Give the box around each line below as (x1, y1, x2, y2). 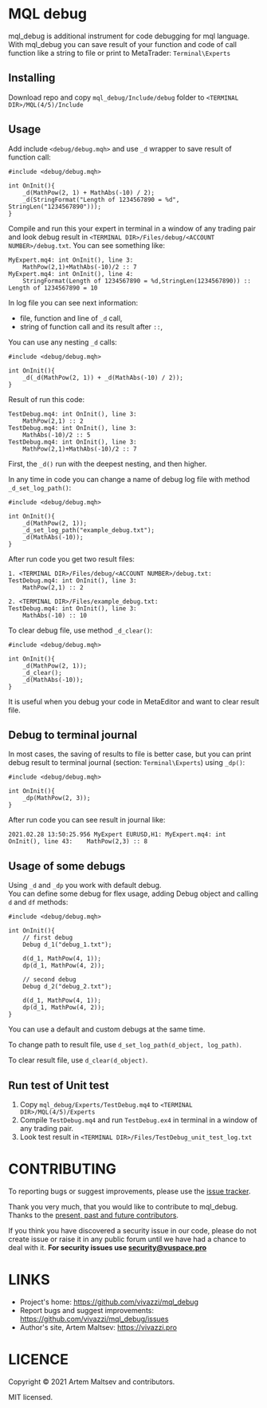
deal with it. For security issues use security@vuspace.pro (8, 1242, 207, 1252)
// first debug (22, 934, 73, 942)
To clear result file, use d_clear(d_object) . (8, 1055, 148, 1065)
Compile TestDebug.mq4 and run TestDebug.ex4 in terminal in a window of (19, 1115, 257, 1125)
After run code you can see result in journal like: (8, 815, 166, 825)
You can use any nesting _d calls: (8, 337, 117, 347)
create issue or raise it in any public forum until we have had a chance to (8, 1234, 246, 1244)
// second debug (22, 976, 77, 984)
